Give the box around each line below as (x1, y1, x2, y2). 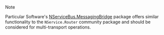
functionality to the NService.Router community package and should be (5, 19, 151, 25)
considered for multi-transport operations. (5, 24, 91, 30)
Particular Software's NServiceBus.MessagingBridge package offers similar (5, 14, 159, 19)
